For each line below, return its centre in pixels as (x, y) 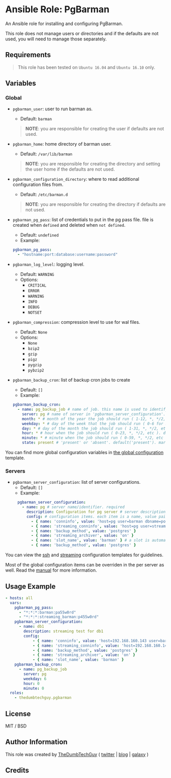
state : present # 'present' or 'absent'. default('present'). (89, 443)
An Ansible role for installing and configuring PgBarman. (64, 23)
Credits (17, 771)
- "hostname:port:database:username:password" (68, 255)
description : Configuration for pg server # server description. (97, 512)
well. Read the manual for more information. (51, 570)
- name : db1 (31, 627)
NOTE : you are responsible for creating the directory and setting (93, 164)
